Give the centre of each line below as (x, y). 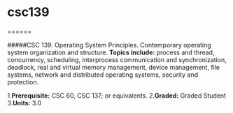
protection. (23, 82)
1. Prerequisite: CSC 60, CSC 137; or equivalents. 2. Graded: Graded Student (116, 96)
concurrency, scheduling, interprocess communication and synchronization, (117, 59)
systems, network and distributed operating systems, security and (103, 75)
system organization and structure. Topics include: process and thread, (111, 52)
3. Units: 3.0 (24, 103)
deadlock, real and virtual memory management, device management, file (114, 67)
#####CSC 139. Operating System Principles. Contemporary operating (109, 45)
